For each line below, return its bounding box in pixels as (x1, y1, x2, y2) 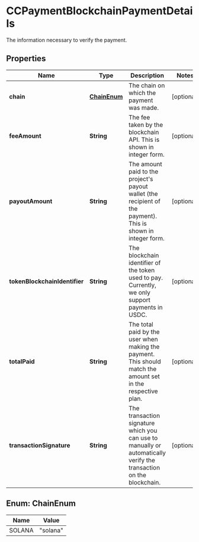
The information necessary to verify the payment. (6, 36, 127, 43)
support (128, 296, 151, 304)
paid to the (128, 167, 159, 176)
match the (128, 364, 157, 373)
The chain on (128, 81, 165, 90)
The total (128, 320, 153, 328)
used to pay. (128, 273, 163, 281)
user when (128, 335, 158, 343)
